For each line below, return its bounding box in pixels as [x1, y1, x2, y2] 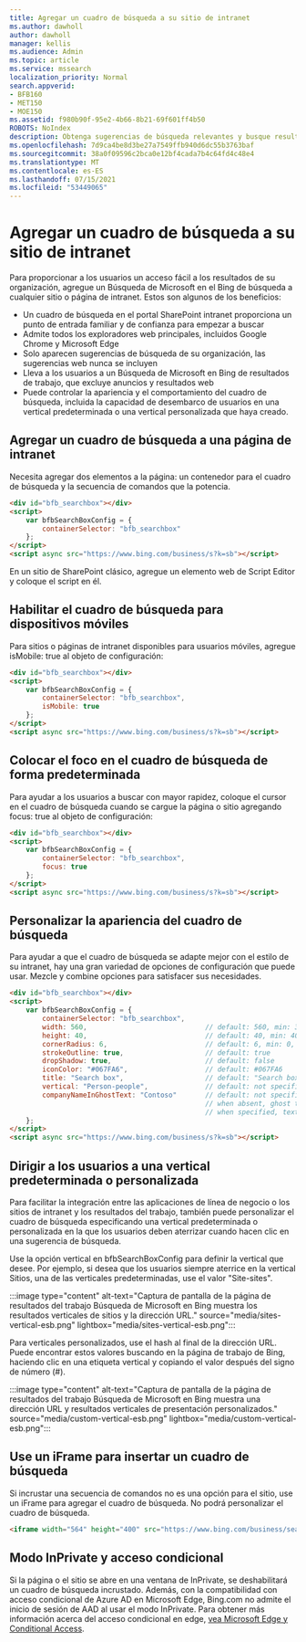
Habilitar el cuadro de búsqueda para [9, 602, 224, 617]
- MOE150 [9, 107, 43, 116]
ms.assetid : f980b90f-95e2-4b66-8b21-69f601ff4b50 [9, 115, 206, 124]
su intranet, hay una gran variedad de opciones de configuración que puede [9, 961, 296, 973]
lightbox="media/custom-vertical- [168, 1413, 298, 1424]
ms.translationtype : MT [9, 157, 100, 167]
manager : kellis [9, 38, 71, 48]
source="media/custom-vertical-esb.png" [9, 1413, 168, 1424]
